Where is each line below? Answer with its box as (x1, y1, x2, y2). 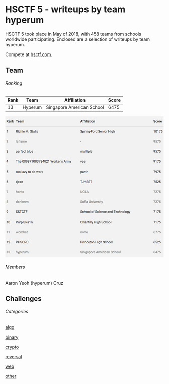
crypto (5, 344, 19, 350)
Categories (5, 308, 29, 314)
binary (5, 334, 19, 340)
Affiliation (64, 97, 86, 103)
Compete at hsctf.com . (5, 51, 53, 58)
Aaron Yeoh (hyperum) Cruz (5, 280, 64, 286)
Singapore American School (46, 104, 104, 111)
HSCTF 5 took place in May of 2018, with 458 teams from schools (5, 31, 142, 37)
